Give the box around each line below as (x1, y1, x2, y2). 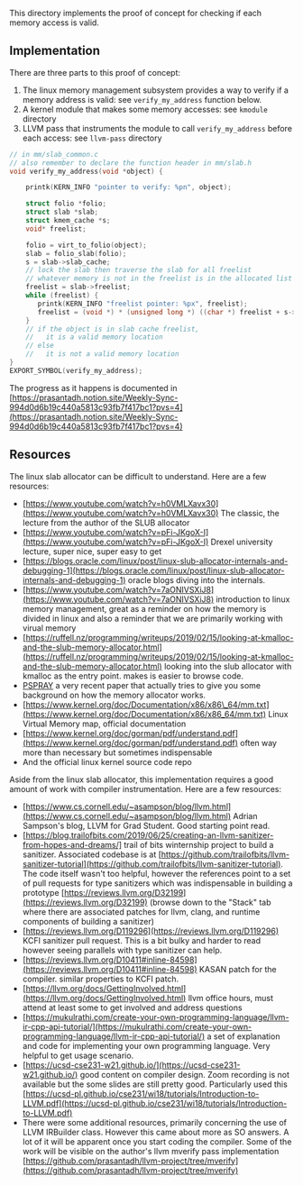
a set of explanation (207, 1031, 280, 1042)
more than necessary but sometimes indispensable (22, 747, 213, 758)
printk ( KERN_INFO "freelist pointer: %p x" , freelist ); (37, 299, 248, 308)
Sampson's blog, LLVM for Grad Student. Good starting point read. (22, 820, 271, 831)
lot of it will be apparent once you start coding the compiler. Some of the (22, 1135, 292, 1147)
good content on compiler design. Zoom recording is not (79, 1069, 290, 1080)
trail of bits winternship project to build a (124, 839, 274, 850)
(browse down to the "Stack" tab (149, 897, 272, 907)
